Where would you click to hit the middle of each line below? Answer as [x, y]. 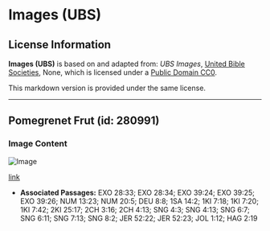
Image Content [38, 144]
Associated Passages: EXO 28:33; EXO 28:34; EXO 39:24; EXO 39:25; [137, 192]
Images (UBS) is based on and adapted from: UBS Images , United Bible [127, 64]
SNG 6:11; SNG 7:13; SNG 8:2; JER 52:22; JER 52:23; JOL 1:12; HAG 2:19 [139, 218]
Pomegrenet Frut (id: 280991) [84, 121]
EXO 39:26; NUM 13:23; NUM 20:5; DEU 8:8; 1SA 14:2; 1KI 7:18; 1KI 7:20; [139, 201]
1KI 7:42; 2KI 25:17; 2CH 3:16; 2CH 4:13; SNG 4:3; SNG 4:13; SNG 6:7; [135, 209]
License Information [59, 45]
